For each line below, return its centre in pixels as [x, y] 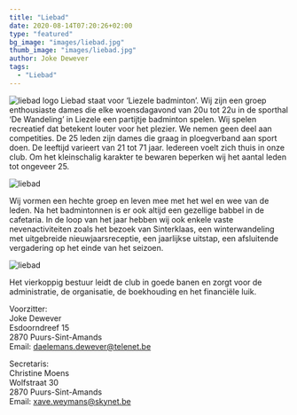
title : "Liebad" [39, 17]
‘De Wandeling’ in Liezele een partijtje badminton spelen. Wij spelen [133, 119]
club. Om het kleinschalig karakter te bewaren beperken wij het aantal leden [148, 157]
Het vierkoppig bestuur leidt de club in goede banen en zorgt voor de [136, 282]
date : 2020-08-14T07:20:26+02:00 [71, 26]
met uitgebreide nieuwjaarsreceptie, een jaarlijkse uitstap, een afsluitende [144, 238]
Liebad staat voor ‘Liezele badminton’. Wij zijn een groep [164, 100]
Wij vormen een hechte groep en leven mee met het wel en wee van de [139, 200]
